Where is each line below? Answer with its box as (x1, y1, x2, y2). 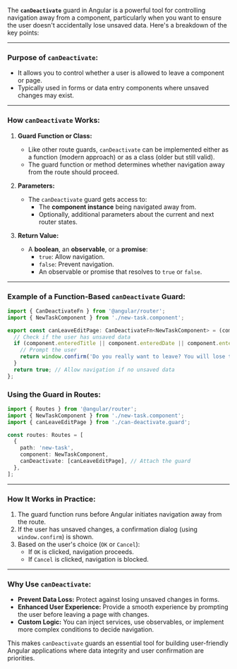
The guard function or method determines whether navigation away (28, 160, 225, 169)
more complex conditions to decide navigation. (17, 625, 154, 634)
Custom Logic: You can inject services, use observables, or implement (17, 617, 224, 627)
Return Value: (17, 231, 59, 239)
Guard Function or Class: (17, 131, 92, 140)
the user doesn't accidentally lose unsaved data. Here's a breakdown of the (7, 21, 227, 29)
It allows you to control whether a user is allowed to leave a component (17, 68, 224, 77)
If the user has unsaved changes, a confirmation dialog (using (17, 525, 197, 534)
